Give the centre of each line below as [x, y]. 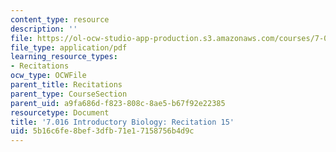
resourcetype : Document [60, 112]
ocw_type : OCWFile [48, 76]
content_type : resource [60, 19]
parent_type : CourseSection [69, 94]
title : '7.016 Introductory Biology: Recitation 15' [122, 122]
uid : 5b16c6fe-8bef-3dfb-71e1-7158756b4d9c [102, 131]
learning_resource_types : [64, 57]
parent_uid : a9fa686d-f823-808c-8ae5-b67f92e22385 [118, 103]
